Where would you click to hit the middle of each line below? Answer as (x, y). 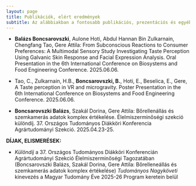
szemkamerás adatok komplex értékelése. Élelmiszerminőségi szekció (99, 117)
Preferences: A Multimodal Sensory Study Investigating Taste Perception (102, 51)
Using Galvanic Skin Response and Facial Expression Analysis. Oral (95, 57)
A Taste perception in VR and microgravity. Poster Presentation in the (98, 87)
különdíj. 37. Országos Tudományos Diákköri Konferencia (83, 124)
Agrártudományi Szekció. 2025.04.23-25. (64, 129)
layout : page (22, 11)
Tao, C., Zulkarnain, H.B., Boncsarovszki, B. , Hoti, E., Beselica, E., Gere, (101, 81)
